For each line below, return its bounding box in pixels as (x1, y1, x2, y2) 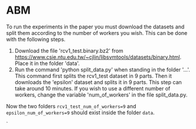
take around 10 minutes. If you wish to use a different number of (14, 85, 171, 92)
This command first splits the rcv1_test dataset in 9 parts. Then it (14, 72, 172, 79)
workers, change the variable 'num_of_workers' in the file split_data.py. (14, 91, 188, 98)
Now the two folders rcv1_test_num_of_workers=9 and (6, 102, 137, 109)
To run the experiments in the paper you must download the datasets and (6, 23, 185, 30)
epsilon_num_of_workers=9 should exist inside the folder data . (6, 109, 155, 116)
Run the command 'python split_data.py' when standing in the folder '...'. (14, 66, 191, 73)
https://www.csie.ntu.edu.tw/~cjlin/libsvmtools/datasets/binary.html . (14, 53, 182, 60)
